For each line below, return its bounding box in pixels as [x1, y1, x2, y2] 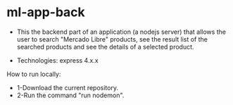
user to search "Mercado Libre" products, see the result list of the [16, 35, 208, 43]
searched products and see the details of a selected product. [16, 42, 194, 51]
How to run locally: [6, 70, 61, 78]
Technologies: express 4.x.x [16, 56, 99, 64]
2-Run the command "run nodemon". [16, 91, 125, 99]
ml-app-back [6, 4, 85, 20]
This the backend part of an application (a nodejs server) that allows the [16, 27, 227, 36]
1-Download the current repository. [16, 83, 119, 92]
